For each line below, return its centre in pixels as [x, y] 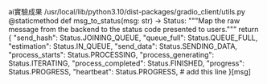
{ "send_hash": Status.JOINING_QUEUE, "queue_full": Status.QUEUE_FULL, [133, 38]
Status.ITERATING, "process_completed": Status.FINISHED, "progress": [127, 63]
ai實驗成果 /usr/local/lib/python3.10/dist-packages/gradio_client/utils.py [127, 12]
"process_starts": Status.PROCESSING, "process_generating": [111, 55]
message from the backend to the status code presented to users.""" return [133, 29]
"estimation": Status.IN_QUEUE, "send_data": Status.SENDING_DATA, [123, 46]
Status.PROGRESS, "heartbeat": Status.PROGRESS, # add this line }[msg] [130, 72]
